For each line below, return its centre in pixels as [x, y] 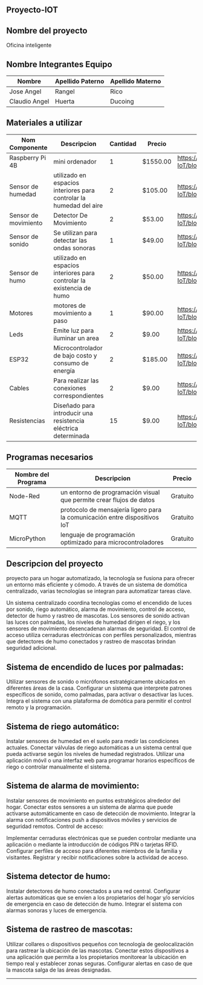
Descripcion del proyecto [55, 564]
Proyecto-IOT [32, 10]
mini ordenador [75, 161]
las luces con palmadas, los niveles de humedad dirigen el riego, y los [93, 622]
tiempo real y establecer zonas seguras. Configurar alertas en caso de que [99, 963]
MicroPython [28, 538]
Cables [19, 388]
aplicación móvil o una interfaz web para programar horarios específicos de [101, 761]
